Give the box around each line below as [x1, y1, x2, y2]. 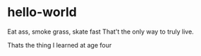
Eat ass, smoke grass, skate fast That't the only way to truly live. [7, 27, 194, 36]
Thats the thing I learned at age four [7, 41, 112, 49]
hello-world [7, 4, 78, 20]
